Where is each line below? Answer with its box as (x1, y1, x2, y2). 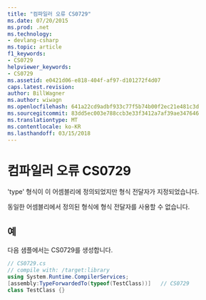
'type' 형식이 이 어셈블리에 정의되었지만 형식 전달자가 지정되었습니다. (7, 187, 200, 196)
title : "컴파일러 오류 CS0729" (7, 10, 91, 18)
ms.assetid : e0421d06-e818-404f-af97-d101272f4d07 (7, 76, 161, 84)
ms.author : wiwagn (7, 97, 62, 104)
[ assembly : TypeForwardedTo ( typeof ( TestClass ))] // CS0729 (7, 279, 190, 287)
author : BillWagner (7, 90, 66, 97)
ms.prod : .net (7, 24, 50, 31)
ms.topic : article (7, 43, 62, 51)
